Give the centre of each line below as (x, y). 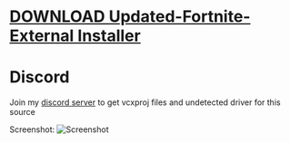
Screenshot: (32, 129)
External (42, 36)
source (23, 112)
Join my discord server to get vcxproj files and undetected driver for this (145, 102)
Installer (109, 36)
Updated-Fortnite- (180, 17)
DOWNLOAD (58, 17)
